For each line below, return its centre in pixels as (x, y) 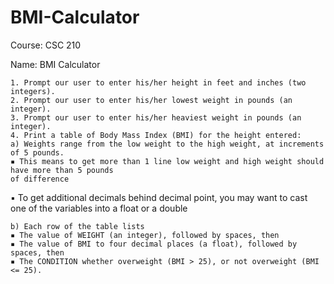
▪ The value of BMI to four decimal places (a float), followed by (154, 244)
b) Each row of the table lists (77, 226)
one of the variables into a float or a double (99, 208)
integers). (33, 91)
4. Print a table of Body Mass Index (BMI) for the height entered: (156, 135)
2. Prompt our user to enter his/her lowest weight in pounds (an (151, 100)
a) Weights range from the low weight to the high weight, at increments (167, 144)
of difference (40, 179)
